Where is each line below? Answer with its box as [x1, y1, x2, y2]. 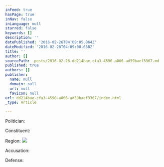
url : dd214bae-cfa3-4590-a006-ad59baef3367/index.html [5, 95, 122, 100]
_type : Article [5, 100, 37, 105]
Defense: [5, 158, 24, 164]
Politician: [5, 118, 25, 124]
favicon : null [9, 91, 39, 96]
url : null [9, 86, 30, 91]
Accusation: [5, 148, 30, 154]
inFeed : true [5, 7, 32, 12]
